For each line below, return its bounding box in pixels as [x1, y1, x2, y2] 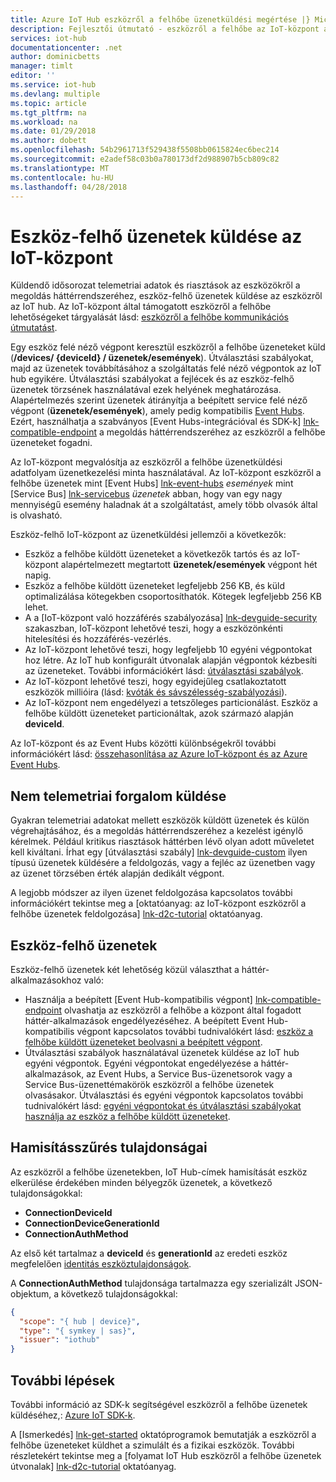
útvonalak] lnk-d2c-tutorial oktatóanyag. [10, 1460, 177, 1472]
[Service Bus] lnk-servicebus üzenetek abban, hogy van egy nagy [10, 488, 283, 500]
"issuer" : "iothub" [19, 1335, 101, 1345]
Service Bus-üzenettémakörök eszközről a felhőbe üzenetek [24, 1078, 275, 1090]
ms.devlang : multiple [10, 89, 101, 99]
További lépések [10, 1372, 115, 1389]
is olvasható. [10, 509, 63, 521]
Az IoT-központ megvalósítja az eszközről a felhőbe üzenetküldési [10, 456, 283, 468]
